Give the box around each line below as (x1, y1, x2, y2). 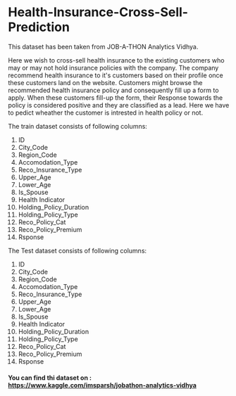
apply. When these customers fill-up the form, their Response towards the (8, 93, 223, 102)
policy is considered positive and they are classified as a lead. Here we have (8, 101, 230, 109)
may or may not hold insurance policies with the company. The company (8, 63, 219, 72)
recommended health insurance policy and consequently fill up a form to (8, 86, 219, 94)
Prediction (8, 19, 70, 35)
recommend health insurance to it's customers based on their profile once (8, 71, 224, 79)
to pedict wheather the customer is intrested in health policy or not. (8, 108, 204, 117)
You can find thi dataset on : (8, 373, 92, 382)
